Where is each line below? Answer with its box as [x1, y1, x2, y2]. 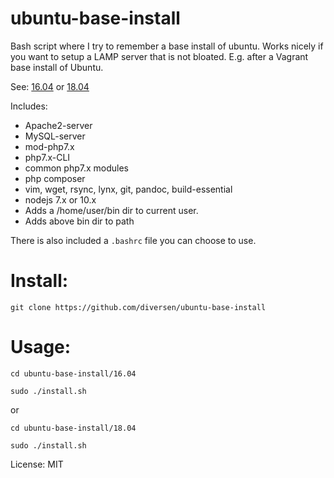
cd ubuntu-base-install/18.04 [10, 423, 137, 433]
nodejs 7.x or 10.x [24, 193, 97, 206]
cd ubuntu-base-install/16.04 [10, 368, 137, 379]
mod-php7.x [24, 140, 75, 152]
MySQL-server [24, 130, 86, 142]
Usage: [10, 336, 72, 359]
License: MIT [10, 458, 64, 470]
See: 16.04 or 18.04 [10, 80, 90, 92]
